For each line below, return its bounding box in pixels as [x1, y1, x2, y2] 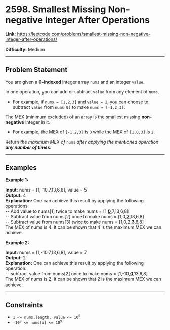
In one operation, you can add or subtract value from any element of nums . [5, 88, 159, 95]
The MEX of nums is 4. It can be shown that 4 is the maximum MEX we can [5, 224, 162, 230]
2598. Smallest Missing [5, 4, 106, 15]
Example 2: [5, 239, 29, 246]
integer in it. [25, 119, 51, 125]
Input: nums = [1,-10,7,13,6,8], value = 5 [5, 186, 87, 193]
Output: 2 [5, 254, 26, 261]
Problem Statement [5, 66, 68, 74]
